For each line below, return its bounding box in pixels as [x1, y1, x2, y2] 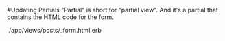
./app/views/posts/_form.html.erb [7, 27, 102, 34]
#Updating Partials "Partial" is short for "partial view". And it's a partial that [7, 6, 218, 14]
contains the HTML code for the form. [7, 13, 115, 21]
